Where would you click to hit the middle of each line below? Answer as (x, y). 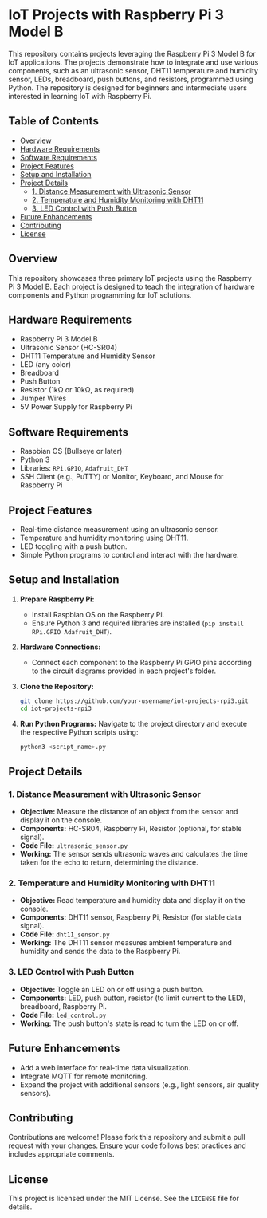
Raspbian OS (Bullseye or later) (71, 451)
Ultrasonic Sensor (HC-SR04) (69, 348)
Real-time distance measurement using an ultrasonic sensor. (119, 529)
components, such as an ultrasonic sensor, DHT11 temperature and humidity (133, 70)
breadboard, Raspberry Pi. (63, 1006)
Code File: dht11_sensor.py (65, 934)
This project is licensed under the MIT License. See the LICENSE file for (124, 1199)
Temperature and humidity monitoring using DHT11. (104, 538)
